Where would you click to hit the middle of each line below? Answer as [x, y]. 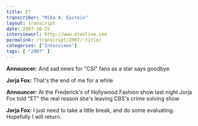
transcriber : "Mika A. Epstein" [47, 18]
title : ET [19, 12]
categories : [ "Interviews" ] [42, 46]
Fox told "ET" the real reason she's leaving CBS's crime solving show [93, 98]
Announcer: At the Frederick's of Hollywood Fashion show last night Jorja [99, 92]
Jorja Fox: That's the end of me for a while [60, 80]
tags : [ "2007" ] [28, 51]
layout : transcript [31, 23]
